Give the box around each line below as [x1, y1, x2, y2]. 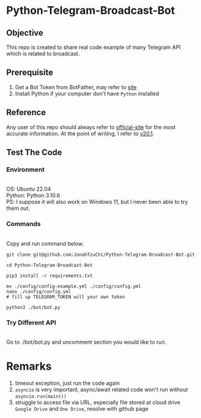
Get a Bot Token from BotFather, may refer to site [14, 83, 137, 90]
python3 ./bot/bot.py [6, 304, 61, 311]
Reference [6, 107, 46, 118]
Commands [6, 220, 41, 228]
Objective [6, 28, 44, 38]
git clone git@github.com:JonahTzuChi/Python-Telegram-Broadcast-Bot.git [6, 252, 196, 258]
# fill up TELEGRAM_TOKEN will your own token [6, 294, 125, 300]
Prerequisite [6, 68, 54, 78]
